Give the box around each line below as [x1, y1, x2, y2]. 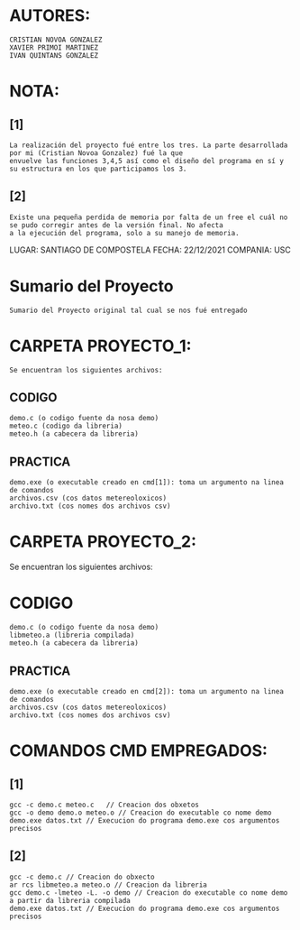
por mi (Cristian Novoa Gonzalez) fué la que [9, 148, 183, 158]
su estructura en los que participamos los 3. [9, 164, 187, 173]
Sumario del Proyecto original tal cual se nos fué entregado [9, 306, 248, 315]
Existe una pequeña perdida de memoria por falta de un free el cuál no [9, 213, 288, 222]
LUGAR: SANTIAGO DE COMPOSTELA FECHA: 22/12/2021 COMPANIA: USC [9, 244, 291, 255]
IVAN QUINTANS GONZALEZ [9, 51, 99, 60]
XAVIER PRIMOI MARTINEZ [9, 42, 99, 52]
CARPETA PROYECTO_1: [9, 336, 192, 356]
